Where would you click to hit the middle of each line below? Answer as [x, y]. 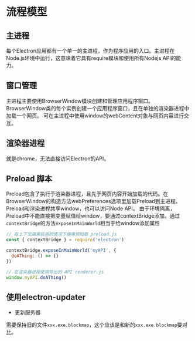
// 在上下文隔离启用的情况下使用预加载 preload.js [61, 234]
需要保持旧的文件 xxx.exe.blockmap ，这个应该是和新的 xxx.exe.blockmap [92, 325]
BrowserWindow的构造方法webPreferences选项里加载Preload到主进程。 [93, 201]
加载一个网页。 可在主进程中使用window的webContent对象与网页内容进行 [95, 116]
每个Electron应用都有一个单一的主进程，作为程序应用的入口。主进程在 [90, 51]
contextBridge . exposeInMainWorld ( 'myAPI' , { [61, 251]
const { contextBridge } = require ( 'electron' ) [65, 240]
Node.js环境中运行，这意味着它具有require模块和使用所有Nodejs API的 [91, 58]
